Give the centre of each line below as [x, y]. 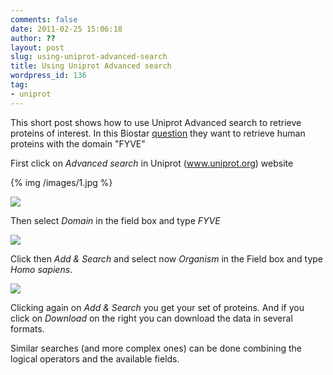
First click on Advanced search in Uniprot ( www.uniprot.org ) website [152, 163]
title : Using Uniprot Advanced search [91, 66]
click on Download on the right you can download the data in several [151, 318]
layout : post [37, 47]
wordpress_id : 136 [48, 76]
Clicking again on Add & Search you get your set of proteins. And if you [157, 307]
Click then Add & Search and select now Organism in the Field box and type [166, 258]
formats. [27, 328]
